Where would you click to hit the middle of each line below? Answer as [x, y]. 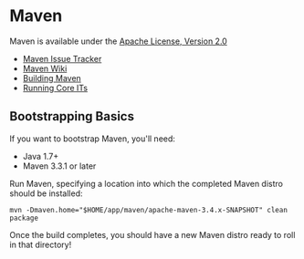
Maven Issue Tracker [62, 58]
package [24, 218]
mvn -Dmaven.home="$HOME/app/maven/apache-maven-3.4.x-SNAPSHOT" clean [148, 210]
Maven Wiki [45, 68]
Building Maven [52, 78]
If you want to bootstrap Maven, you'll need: [93, 139]
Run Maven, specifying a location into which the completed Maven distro [146, 183]
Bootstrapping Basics [72, 116]
